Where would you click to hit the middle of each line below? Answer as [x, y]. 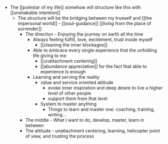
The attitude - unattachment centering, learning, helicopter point [93, 131]
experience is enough [63, 72]
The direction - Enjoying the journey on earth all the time [84, 34]
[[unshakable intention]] [35, 13]
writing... [57, 115]
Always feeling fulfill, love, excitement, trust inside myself [93, 39]
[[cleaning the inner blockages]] [74, 45]
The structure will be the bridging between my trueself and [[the [85, 18]
